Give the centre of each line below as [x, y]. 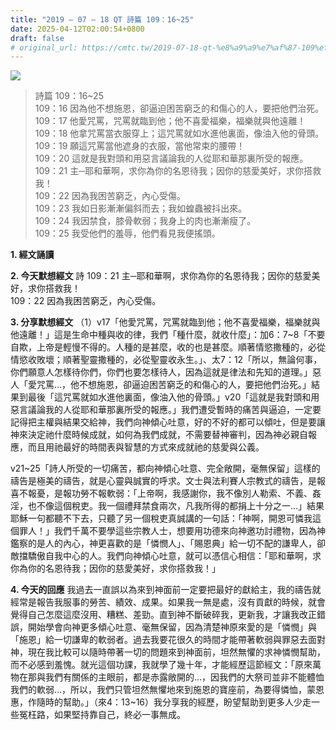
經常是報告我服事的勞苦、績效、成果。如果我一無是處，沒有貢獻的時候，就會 [168, 602]
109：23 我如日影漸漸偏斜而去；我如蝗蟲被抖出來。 [141, 208]
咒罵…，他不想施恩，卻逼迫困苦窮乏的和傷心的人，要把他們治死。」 [174, 385]
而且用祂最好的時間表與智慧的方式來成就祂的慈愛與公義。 [146, 447]
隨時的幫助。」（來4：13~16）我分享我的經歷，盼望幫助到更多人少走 [174, 702]
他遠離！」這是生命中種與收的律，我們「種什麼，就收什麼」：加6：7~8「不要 [168, 335]
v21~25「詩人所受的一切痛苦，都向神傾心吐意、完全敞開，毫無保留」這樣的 [165, 468]
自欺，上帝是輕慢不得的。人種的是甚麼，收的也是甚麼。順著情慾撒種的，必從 [168, 347]
